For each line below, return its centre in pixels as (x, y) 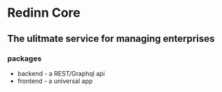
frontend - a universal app (55, 81)
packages (25, 59)
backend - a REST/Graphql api (61, 73)
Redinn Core (44, 13)
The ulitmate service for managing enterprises (111, 39)
